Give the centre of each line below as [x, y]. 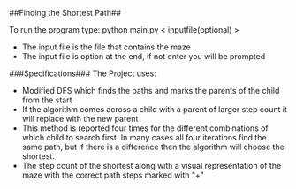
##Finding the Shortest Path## [65, 13]
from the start [47, 100]
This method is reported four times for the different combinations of [145, 128]
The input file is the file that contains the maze [106, 47]
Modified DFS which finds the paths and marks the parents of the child [151, 91]
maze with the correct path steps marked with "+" [113, 175]
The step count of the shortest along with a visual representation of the [152, 166]
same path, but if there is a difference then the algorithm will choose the [153, 147]
